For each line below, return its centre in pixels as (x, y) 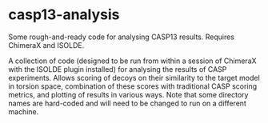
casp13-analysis (64, 15)
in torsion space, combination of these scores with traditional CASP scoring (133, 86)
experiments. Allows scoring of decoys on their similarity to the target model (134, 77)
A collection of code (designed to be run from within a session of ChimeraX (133, 61)
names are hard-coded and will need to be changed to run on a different (127, 103)
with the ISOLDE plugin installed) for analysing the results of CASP (118, 69)
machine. (24, 111)
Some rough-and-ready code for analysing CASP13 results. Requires (121, 37)
